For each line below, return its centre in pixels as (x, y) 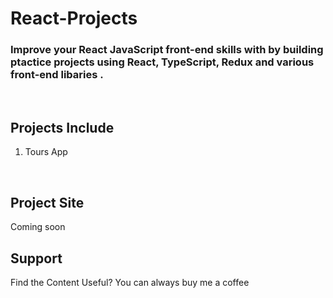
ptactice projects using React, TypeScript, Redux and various (162, 62)
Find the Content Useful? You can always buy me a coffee (130, 282)
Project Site (47, 202)
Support (36, 258)
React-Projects (74, 18)
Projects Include (62, 127)
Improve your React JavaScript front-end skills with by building (167, 50)
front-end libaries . (57, 75)
